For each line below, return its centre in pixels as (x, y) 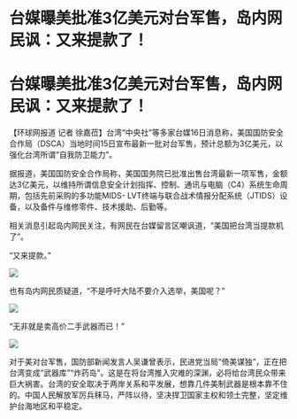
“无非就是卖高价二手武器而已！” (67, 326)
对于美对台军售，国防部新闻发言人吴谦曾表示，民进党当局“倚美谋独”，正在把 (148, 362)
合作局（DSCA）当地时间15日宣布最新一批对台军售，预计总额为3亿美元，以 (146, 144)
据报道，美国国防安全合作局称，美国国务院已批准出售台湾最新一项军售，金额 (148, 174)
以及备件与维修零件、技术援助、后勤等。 (98, 207)
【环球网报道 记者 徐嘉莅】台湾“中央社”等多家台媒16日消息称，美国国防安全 (147, 133)
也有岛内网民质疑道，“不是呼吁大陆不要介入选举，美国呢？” (117, 291)
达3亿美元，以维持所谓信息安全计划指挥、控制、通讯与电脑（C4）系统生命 (145, 185)
